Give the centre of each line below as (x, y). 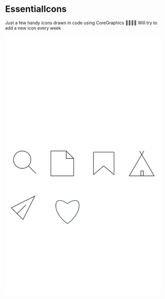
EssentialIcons (36, 9)
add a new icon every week (33, 28)
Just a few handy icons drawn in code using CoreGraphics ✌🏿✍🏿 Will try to (81, 23)
